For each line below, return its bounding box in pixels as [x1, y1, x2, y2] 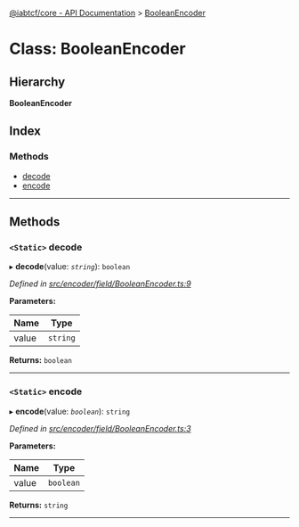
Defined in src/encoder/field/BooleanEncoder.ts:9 [9, 278, 191, 289]
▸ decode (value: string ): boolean [9, 261, 131, 272]
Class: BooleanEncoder [9, 39, 186, 59]
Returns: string [9, 499, 69, 510]
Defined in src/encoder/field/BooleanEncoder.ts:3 [9, 423, 191, 433]
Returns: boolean [9, 355, 73, 366]
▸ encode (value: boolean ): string [9, 406, 131, 416]
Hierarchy [9, 74, 66, 89]
